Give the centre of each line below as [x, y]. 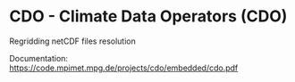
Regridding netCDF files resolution [72, 41]
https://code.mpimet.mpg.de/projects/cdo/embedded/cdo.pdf [124, 68]
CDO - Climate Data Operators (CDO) [148, 16]
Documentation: [39, 58]
